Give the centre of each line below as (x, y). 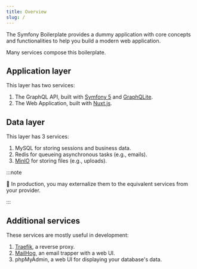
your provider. (23, 190)
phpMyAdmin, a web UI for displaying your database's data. (88, 259)
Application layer (39, 71)
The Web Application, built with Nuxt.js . (63, 103)
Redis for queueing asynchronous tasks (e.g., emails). (81, 155)
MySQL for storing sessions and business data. (73, 148)
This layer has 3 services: (38, 137)
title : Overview (26, 12)
